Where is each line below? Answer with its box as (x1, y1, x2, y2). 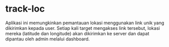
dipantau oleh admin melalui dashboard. (5, 36, 90, 42)
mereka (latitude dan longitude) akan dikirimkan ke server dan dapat (5, 30, 150, 36)
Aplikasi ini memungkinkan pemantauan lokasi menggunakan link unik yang (5, 20, 165, 26)
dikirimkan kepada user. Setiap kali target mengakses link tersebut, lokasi (5, 25, 160, 31)
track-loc (5, 3, 45, 15)
